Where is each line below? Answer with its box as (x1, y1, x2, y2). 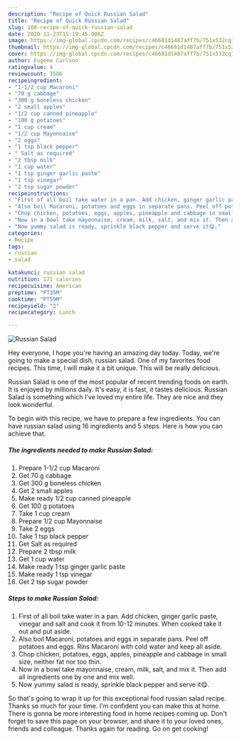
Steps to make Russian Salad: (8, 594, 99, 602)
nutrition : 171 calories (8, 276, 82, 283)
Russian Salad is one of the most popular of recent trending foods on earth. (8, 378, 230, 386)
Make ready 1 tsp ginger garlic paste (18, 562, 125, 571)
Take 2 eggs (18, 524, 56, 533)
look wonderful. (8, 401, 54, 409)
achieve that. (8, 429, 46, 438)
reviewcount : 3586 (8, 70, 63, 77)
